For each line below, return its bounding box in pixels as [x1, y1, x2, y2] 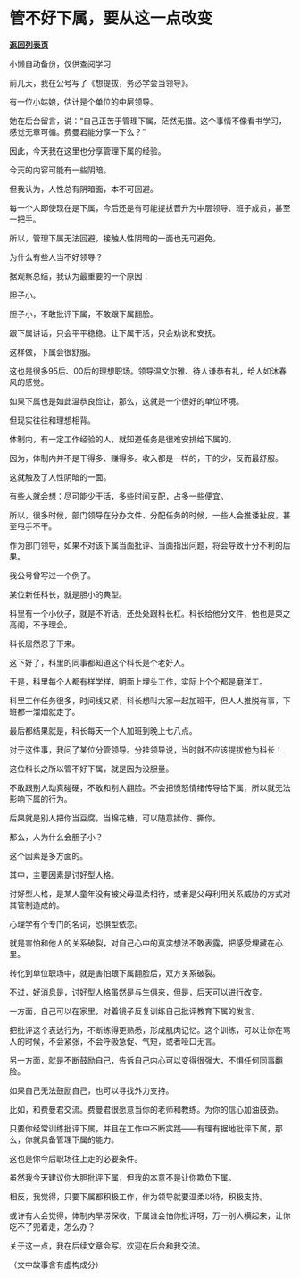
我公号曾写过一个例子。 [9, 569, 96, 581]
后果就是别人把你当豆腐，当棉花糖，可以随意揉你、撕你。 [9, 812, 221, 823]
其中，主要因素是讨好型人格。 [9, 869, 119, 880]
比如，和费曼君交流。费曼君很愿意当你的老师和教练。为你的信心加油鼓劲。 [9, 1104, 283, 1114]
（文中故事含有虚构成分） [9, 1259, 104, 1270]
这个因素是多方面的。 [9, 850, 87, 861]
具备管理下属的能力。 [39, 1134, 119, 1145]
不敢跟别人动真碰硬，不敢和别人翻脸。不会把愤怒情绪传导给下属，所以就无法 [9, 782, 291, 793]
